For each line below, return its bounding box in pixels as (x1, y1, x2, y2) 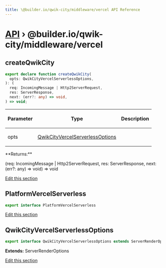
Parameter (7, 115, 33, 122)
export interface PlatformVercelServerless (5, 203, 96, 208)
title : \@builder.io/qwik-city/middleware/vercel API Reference (5, 7, 140, 12)
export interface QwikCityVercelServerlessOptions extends (5, 239, 129, 244)
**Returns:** (5, 151, 33, 157)
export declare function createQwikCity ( (5, 72, 92, 77)
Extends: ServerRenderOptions (5, 248, 69, 254)
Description (121, 115, 149, 122)
